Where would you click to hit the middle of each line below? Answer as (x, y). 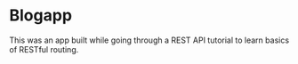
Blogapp (41, 16)
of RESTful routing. (44, 49)
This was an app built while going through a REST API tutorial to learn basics (149, 40)
